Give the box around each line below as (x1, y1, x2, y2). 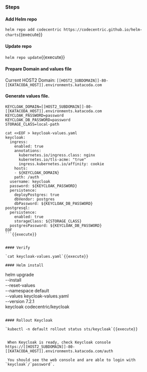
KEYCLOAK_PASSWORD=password (5, 113, 64, 118)
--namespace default (5, 287, 49, 293)
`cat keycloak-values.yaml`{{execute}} (5, 254, 89, 259)
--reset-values (5, 282, 36, 288)
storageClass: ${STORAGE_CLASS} (14, 218, 82, 224)
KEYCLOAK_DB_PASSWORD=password (5, 117, 71, 122)
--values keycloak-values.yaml (5, 293, 69, 299)
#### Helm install (5, 263, 44, 268)
